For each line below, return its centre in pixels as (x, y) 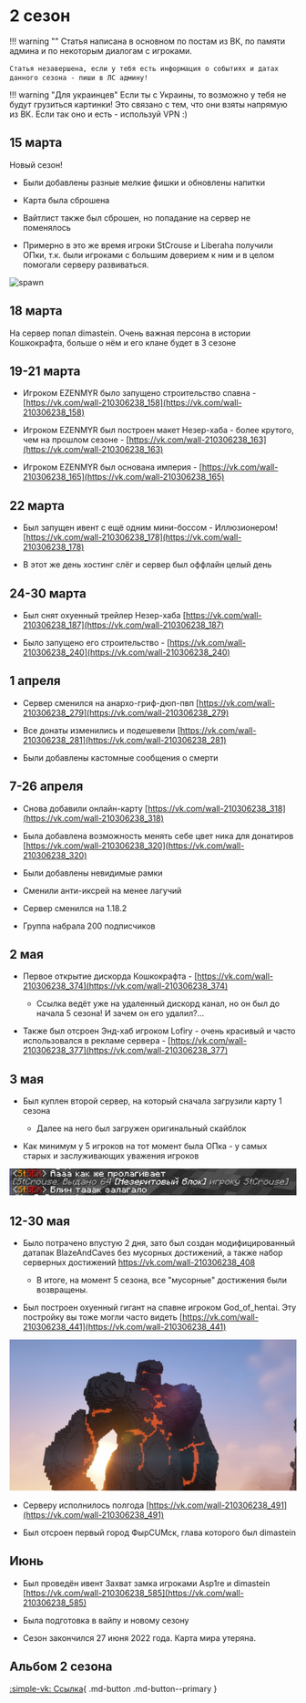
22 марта (37, 506)
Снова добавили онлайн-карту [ (85, 808)
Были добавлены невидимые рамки (92, 873)
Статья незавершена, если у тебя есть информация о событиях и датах (144, 68)
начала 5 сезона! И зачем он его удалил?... (120, 1013)
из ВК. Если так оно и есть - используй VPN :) (99, 114)
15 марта (36, 143)
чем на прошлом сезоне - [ (76, 440)
